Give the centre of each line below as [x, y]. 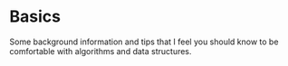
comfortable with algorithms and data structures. [101, 51]
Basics [35, 17]
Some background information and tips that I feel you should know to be [144, 42]
